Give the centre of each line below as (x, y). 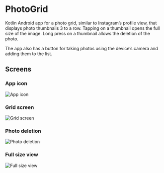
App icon (16, 84)
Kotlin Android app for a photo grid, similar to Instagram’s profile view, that (81, 23)
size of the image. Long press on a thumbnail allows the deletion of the (78, 33)
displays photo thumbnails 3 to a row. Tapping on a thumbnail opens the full (82, 28)
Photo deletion (23, 131)
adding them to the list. (29, 54)
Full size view (22, 155)
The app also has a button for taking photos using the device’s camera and (82, 48)
